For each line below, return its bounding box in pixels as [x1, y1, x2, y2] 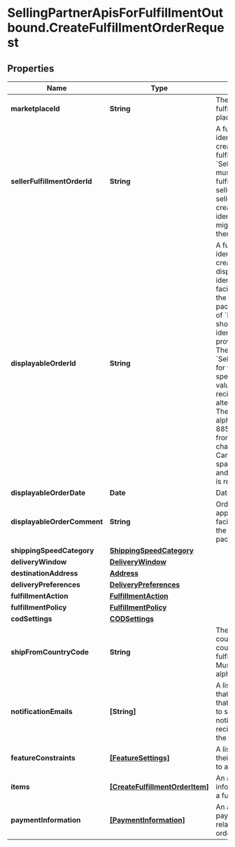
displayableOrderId [10, 358, 76, 368]
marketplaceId [10, 104, 61, 113]
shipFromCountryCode [10, 647, 90, 657]
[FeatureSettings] [109, 753, 170, 762]
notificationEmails [10, 707, 73, 716]
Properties [7, 62, 55, 74]
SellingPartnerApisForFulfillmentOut [7, 5, 224, 21]
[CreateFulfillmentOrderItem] [109, 782, 210, 792]
